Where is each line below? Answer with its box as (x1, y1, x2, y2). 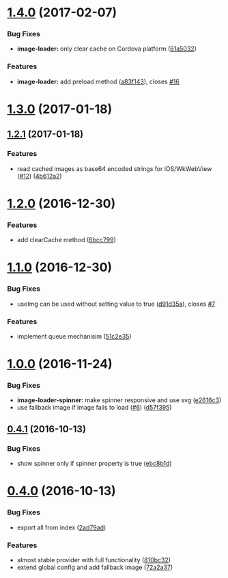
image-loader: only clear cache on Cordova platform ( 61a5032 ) (16, 44, 197, 53)
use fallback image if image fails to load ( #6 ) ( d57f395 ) (16, 404, 172, 412)
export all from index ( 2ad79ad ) (16, 523, 106, 531)
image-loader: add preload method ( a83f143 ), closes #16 (16, 77, 180, 86)
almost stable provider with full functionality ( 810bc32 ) (16, 555, 171, 564)
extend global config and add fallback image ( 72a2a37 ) (16, 563, 173, 571)
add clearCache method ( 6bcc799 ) (16, 236, 116, 244)
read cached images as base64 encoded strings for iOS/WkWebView (16, 164, 212, 172)
